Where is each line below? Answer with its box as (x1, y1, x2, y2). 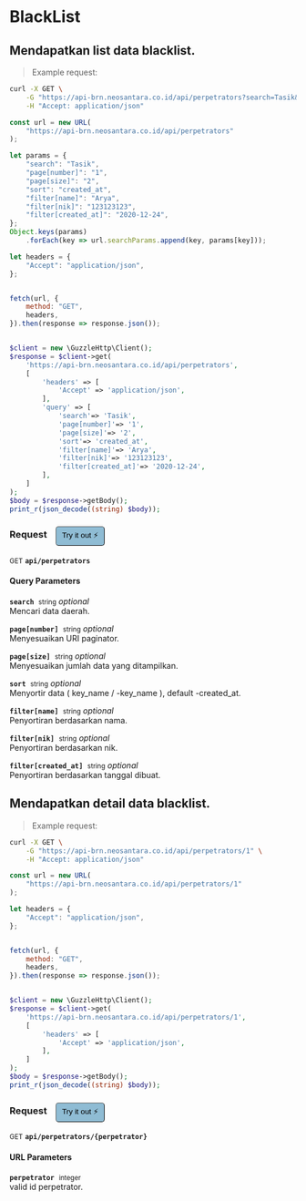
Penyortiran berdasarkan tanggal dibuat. (9, 770, 161, 780)
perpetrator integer (9, 1174, 82, 1183)
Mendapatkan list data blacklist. (9, 43, 196, 58)
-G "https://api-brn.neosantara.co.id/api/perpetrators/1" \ (25, 846, 262, 856)
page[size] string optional (9, 651, 107, 662)
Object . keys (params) (9, 228, 88, 237)
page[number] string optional (9, 623, 114, 634)
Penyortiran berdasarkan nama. (9, 715, 127, 725)
